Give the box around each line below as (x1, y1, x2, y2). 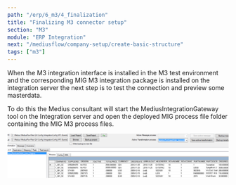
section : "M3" (7, 26, 49, 33)
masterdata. (7, 91, 42, 99)
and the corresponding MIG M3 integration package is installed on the (7, 76, 210, 84)
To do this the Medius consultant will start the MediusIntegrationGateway (7, 105, 219, 113)
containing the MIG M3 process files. (7, 120, 114, 128)
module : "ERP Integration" (7, 34, 86, 41)
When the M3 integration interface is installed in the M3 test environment (7, 69, 219, 77)
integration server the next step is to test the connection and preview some (7, 84, 225, 91)
